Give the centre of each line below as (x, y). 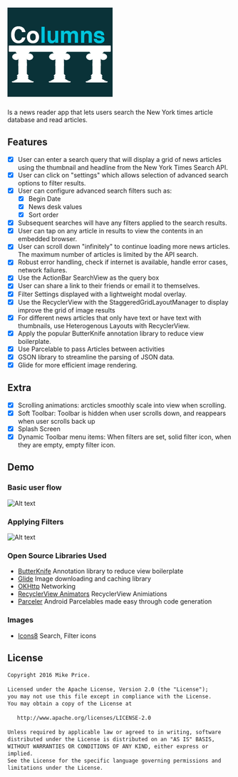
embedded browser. (47, 239)
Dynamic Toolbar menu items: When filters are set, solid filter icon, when (124, 437)
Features (27, 142)
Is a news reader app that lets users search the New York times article (110, 112)
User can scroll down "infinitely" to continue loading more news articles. (124, 247)
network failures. (42, 270)
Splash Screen (39, 429)
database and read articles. (47, 120)
